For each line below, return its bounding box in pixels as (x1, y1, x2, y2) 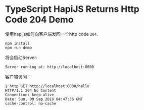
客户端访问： (5, 73, 31, 80)
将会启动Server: (5, 55, 38, 60)
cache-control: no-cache (5, 101, 56, 106)
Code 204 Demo (5, 14, 74, 25)
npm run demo (5, 45, 32, 50)
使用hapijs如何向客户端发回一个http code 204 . (5, 31, 98, 37)
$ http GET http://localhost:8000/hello (5, 83, 90, 89)
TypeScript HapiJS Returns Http (5, 3, 140, 15)
